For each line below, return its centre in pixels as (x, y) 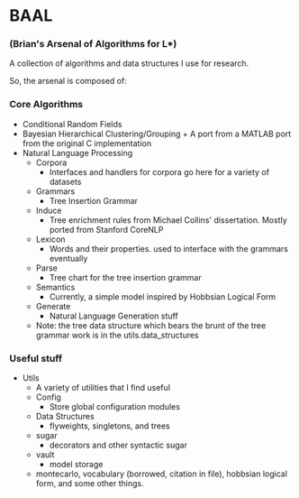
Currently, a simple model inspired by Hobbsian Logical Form (163, 296)
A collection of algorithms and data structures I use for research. (129, 63)
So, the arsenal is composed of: (68, 81)
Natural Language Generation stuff (113, 316)
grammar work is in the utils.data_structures (118, 335)
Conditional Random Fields (72, 124)
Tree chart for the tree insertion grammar (125, 277)
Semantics (55, 287)
